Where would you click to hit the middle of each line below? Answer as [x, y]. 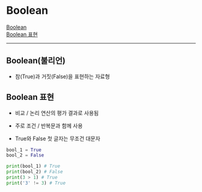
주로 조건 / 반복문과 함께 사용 [49, 125]
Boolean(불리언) [36, 61]
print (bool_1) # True [33, 166]
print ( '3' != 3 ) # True [36, 183]
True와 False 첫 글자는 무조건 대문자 [57, 138]
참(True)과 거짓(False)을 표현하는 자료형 [62, 76]
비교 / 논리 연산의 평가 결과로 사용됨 [57, 113]
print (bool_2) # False [35, 172]
